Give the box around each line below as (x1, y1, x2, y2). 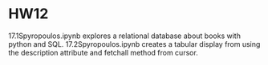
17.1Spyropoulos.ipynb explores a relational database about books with (8, 31, 241, 40)
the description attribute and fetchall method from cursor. (8, 48, 198, 57)
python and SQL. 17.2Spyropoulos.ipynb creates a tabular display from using (8, 39, 261, 48)
